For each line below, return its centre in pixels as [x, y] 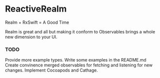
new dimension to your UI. [31, 37]
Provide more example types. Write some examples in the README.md [76, 60]
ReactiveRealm [36, 9]
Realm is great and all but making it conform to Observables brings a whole [80, 31]
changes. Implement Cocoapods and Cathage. [51, 70]
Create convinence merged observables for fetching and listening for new [79, 65]
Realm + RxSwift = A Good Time [37, 22]
